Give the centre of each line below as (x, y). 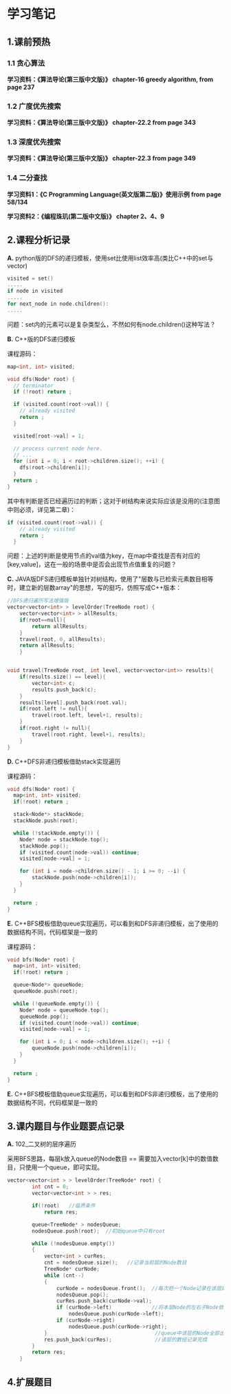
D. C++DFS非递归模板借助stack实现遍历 (64, 761)
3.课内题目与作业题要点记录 (66, 1126)
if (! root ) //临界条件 (64, 1206)
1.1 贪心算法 (26, 63)
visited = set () (30, 278)
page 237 (21, 87)
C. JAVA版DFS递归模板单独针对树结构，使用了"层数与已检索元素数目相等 (110, 579)
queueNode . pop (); (44, 1016)
